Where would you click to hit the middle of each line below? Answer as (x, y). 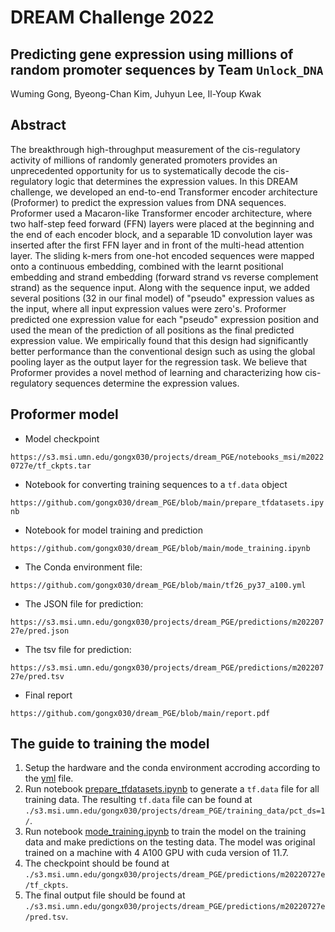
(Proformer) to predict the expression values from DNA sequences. (148, 202)
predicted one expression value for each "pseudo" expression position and (165, 319)
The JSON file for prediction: (84, 603)
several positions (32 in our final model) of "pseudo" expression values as (162, 298)
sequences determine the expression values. (147, 383)
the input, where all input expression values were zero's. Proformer (148, 308)
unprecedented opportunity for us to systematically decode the (141, 170)
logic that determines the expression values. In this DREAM (176, 181)
